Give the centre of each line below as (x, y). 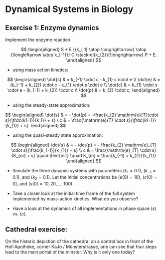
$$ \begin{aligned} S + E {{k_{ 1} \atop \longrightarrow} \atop (84, 49)
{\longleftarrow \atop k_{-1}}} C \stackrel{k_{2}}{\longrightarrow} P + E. (84, 55)
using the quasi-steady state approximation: (58, 135)
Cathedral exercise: (36, 229)
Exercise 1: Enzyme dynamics (52, 28)
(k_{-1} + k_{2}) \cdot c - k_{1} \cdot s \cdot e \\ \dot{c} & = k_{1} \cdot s (84, 85)
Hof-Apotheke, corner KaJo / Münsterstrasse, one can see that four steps (81, 247)
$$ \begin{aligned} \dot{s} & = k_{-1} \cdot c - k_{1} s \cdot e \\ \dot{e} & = (84, 79)
